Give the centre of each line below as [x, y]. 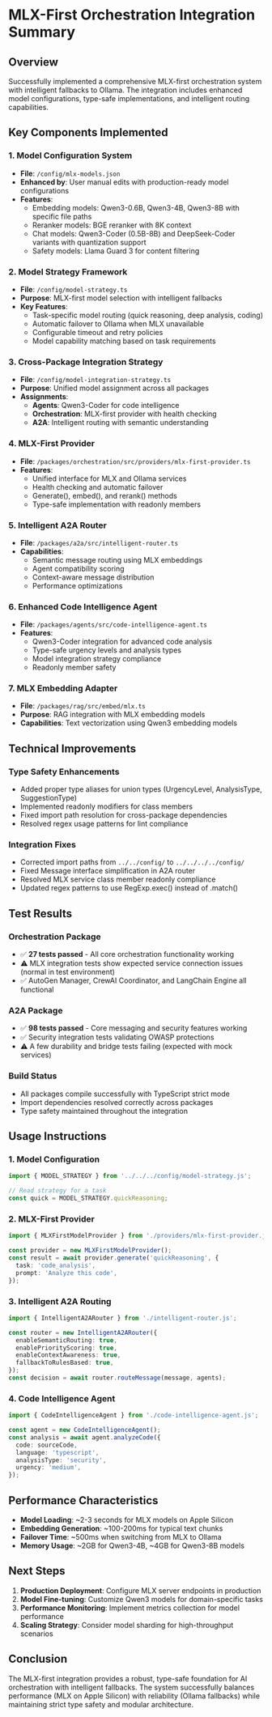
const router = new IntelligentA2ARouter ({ [83, 1332]
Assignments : [44, 397]
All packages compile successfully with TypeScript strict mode [125, 1094]
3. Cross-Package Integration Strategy [86, 362]
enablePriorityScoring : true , [66, 1348]
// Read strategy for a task [57, 1191]
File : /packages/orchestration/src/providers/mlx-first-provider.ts [135, 461]
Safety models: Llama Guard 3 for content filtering [116, 251]
